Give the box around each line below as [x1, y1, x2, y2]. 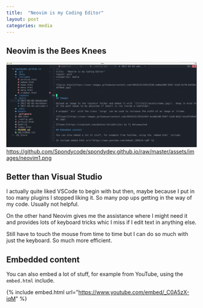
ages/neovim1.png [6, 154, 52, 162]
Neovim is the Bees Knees [6, 45, 107, 56]
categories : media [6, 22, 53, 28]
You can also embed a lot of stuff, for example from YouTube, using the [6, 270, 183, 278]
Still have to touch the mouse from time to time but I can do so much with [6, 231, 188, 238]
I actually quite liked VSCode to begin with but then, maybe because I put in [6, 188, 195, 195]
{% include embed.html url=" [6, 289, 79, 296]
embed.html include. [6, 277, 55, 284]
